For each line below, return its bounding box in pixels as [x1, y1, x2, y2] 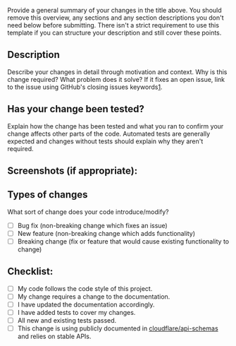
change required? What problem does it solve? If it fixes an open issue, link [7, 75, 225, 83]
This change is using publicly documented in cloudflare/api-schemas [17, 324, 218, 333]
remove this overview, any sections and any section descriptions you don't [7, 13, 224, 22]
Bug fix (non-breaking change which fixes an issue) [17, 221, 168, 229]
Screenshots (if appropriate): [7, 165, 138, 177]
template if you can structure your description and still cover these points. [7, 28, 222, 37]
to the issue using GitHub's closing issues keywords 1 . [7, 83, 163, 91]
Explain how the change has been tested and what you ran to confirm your [7, 121, 224, 130]
